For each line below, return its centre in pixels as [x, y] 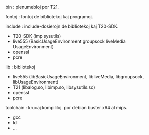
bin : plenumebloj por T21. [32, 7]
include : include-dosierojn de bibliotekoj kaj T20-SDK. [62, 26]
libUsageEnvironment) [35, 82]
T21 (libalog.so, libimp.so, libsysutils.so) [54, 87]
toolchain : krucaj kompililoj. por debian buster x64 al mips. [66, 108]
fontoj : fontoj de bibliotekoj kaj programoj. [49, 17]
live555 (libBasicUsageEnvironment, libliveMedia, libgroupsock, [78, 77]
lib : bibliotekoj [20, 67]
